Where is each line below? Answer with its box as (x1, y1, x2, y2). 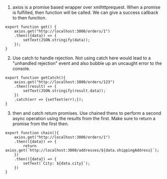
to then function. (12, 15, 47, 20)
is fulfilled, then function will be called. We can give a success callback (12, 9, 159, 15)
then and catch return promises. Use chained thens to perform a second (12, 110, 162, 116)
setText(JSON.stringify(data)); (23, 37, 91, 42)
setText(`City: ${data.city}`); (23, 161, 91, 166)
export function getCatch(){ (5, 75, 66, 80)
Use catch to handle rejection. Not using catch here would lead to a (12, 55, 151, 61)
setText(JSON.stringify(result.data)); (23, 88, 106, 93)
